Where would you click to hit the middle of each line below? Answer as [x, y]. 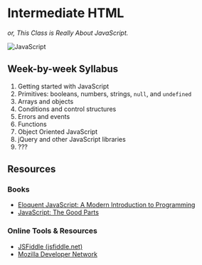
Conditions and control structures [67, 109]
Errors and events [44, 116]
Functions [32, 124]
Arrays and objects [46, 101]
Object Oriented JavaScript [58, 131]
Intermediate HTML [66, 13]
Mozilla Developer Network [58, 254]
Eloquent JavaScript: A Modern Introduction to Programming [106, 205]
